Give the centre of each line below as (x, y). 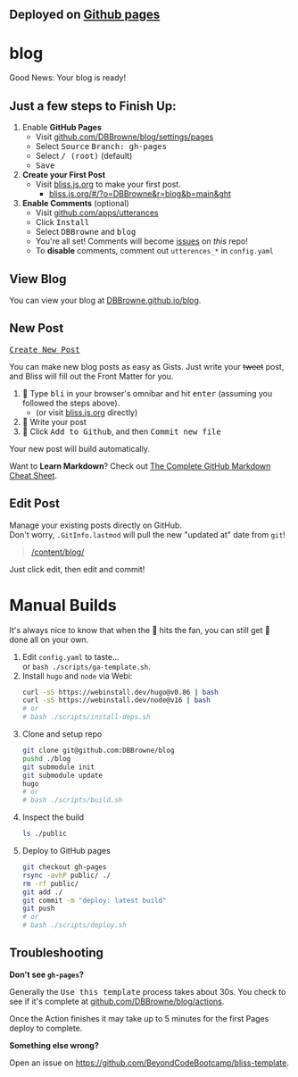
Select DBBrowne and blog (86, 232)
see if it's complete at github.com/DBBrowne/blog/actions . (117, 1001)
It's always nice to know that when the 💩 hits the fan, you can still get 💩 (140, 630)
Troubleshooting (57, 953)
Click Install (62, 222)
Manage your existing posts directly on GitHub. (96, 525)
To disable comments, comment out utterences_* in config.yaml (154, 251)
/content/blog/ (58, 552)
